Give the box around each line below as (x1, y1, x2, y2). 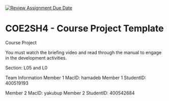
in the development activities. (5, 55, 67, 61)
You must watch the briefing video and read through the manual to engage (5, 49, 162, 56)
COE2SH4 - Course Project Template (5, 23, 164, 34)
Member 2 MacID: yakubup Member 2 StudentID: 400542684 (5, 90, 135, 96)
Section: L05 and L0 (5, 64, 48, 71)
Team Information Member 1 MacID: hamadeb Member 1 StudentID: (5, 74, 147, 81)
